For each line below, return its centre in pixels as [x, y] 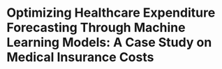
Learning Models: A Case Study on [109, 43]
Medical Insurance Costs [80, 58]
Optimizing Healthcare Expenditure [111, 13]
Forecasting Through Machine [96, 28]
